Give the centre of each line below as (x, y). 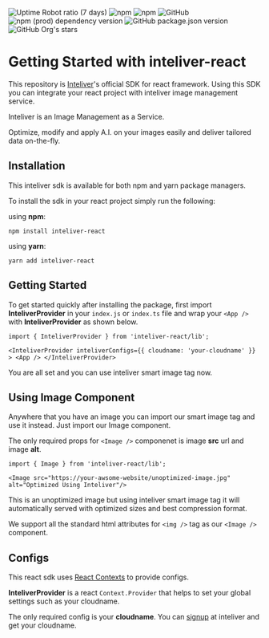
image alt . (25, 449)
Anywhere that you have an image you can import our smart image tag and (132, 417)
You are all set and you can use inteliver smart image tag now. (110, 372)
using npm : (27, 216)
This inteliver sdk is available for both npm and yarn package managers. (127, 185)
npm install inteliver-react (57, 231)
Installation (37, 166)
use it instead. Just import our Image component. (90, 425)
